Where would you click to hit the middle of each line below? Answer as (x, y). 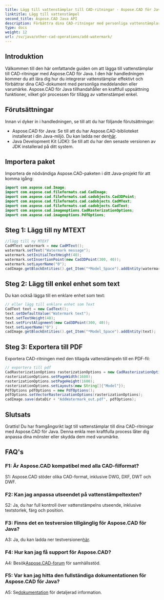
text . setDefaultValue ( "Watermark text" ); (48, 313)
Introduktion (24, 57)
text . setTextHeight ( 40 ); (30, 318)
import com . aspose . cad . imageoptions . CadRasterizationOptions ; (70, 210)
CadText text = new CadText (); (37, 309)
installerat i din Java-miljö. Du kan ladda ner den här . (64, 136)
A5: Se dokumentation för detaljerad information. (54, 592)
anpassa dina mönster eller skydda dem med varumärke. (62, 436)
